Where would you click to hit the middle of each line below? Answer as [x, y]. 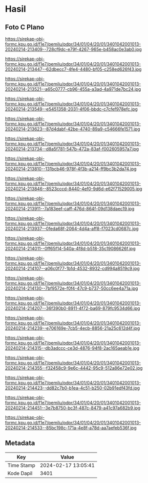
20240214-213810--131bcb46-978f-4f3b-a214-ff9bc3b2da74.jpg [71, 169]
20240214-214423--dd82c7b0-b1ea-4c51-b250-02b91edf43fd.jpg [73, 388]
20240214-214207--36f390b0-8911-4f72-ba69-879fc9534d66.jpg [73, 308]
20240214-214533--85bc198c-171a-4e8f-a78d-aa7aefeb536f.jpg [71, 428]
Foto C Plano [25, 27]
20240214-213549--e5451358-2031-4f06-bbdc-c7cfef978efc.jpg [71, 109]
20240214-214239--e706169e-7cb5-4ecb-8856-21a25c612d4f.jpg [73, 328]
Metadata [20, 443]
